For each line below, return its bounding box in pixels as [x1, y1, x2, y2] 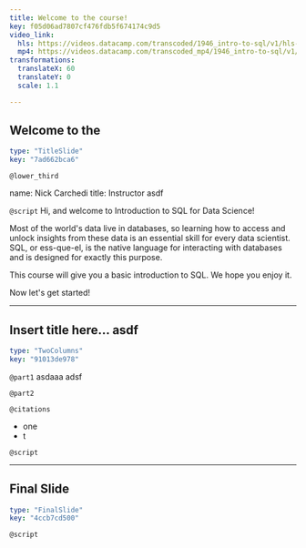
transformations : [9, 56, 76, 65]
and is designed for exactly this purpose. [9, 252, 163, 263]
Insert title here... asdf [9, 322, 139, 338]
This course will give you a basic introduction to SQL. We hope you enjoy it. [9, 269, 292, 280]
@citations [9, 404, 51, 414]
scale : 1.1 [17, 81, 59, 90]
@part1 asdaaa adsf [9, 370, 83, 382]
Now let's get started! [9, 288, 91, 299]
